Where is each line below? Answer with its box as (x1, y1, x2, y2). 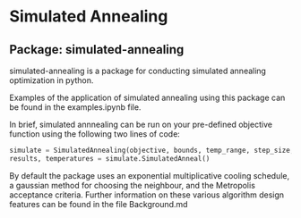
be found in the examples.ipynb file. (9, 102, 142, 113)
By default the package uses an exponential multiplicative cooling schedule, (9, 170, 289, 180)
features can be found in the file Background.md (9, 198, 188, 209)
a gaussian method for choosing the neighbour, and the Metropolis (9, 180, 255, 190)
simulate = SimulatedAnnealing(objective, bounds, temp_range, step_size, (9, 146, 295, 155)
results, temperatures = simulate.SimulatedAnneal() (9, 154, 211, 163)
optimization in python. (9, 75, 94, 86)
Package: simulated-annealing (9, 42, 185, 57)
